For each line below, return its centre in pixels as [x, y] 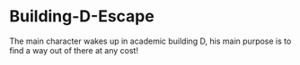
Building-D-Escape [82, 16]
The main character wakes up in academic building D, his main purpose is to [150, 41]
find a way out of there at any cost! [74, 50]
